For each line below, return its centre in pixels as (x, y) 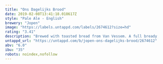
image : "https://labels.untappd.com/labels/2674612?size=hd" (68, 27)
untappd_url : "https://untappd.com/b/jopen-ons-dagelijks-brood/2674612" (81, 41)
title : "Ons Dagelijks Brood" (36, 9)
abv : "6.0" (16, 45)
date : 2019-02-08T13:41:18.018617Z (41, 14)
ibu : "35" (15, 50)
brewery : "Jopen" (23, 23)
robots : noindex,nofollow (31, 54)
